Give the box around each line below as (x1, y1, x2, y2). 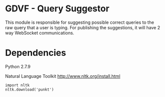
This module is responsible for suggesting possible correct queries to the (5, 19, 154, 25)
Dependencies (5, 48, 66, 58)
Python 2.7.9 (5, 63, 31, 69)
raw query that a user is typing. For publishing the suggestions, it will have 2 (5, 24, 161, 30)
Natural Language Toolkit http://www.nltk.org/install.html (5, 73, 121, 79)
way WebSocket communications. (5, 30, 75, 36)
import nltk (5, 83, 30, 88)
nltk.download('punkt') (5, 87, 54, 92)
